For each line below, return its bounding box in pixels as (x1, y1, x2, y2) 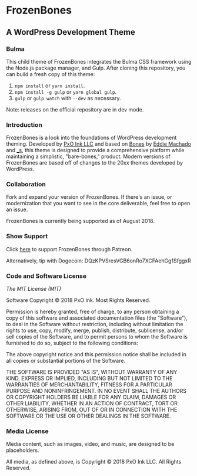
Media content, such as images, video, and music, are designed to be (6, 441, 175, 448)
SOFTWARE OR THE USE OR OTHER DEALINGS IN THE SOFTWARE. (6, 412, 171, 419)
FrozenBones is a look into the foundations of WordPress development (6, 134, 177, 142)
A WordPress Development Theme (6, 27, 135, 37)
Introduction (6, 120, 42, 129)
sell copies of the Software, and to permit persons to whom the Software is (6, 333, 188, 340)
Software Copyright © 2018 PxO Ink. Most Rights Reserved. (6, 297, 151, 304)
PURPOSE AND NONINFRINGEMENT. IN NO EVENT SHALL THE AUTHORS (6, 388, 187, 395)
